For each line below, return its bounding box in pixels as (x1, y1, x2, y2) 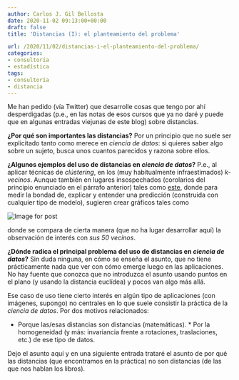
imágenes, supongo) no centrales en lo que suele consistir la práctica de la (7, 299, 228, 307)
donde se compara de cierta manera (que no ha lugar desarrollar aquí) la (7, 226, 221, 235)
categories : (7, 50, 43, 57)
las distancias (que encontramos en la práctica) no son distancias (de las (7, 357, 222, 366)
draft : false (7, 24, 46, 31)
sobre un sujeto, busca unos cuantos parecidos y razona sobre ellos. (7, 147, 210, 155)
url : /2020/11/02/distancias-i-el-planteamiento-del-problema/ (7, 43, 200, 51)
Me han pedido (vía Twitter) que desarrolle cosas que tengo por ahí (7, 103, 205, 111)
